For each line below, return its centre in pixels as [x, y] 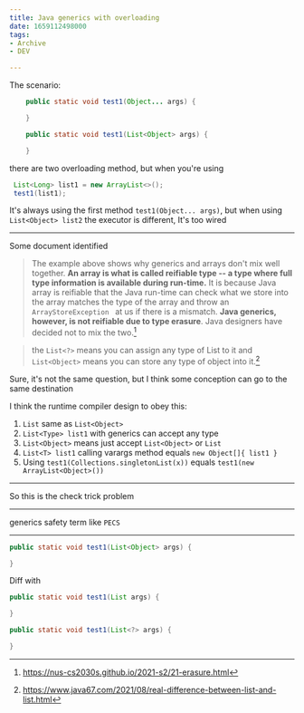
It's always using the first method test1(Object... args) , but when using [146, 210]
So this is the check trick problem [72, 496]
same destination [42, 388]
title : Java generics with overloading [85, 18]
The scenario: [35, 85]
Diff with [25, 581]
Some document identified [59, 246]
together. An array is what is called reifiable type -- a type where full [161, 274]
